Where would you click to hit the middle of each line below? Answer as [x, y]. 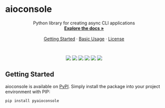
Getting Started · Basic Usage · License [84, 39]
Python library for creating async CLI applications [84, 23]
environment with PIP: [28, 92]
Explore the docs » [84, 28]
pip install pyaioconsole [32, 101]
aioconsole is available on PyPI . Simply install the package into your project [83, 86]
